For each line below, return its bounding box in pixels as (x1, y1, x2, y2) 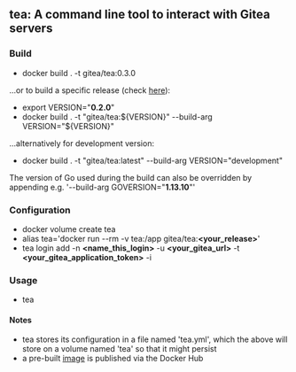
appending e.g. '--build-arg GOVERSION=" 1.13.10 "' (9, 182, 196, 192)
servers (9, 21, 53, 36)
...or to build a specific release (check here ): (9, 84, 171, 96)
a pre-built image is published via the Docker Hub (21, 353, 204, 364)
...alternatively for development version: (9, 137, 155, 149)
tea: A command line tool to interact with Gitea (9, 7, 270, 22)
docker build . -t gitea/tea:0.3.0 (21, 67, 136, 78)
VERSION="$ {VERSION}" (21, 120, 115, 131)
